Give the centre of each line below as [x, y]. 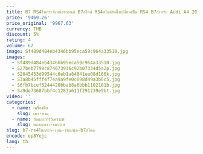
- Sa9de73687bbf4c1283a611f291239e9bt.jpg [66, 91]
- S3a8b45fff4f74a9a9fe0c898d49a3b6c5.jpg [66, 79]
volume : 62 [20, 46]
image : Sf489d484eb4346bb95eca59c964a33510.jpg [67, 52]
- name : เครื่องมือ [30, 108]
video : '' [19, 96]
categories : [21, 102]
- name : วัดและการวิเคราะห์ [38, 119]
